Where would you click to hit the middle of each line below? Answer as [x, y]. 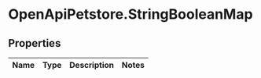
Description [92, 65]
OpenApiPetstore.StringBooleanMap [130, 14]
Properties [35, 43]
